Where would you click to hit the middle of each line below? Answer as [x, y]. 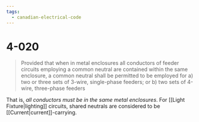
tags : [13, 12]
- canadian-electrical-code [47, 17]
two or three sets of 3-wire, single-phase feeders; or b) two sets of [103, 82]
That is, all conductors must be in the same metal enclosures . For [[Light [96, 100]
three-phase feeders [60, 88]
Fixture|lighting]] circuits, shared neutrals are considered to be [83, 106]
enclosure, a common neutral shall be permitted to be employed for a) [107, 76]
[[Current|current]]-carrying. [42, 112]
